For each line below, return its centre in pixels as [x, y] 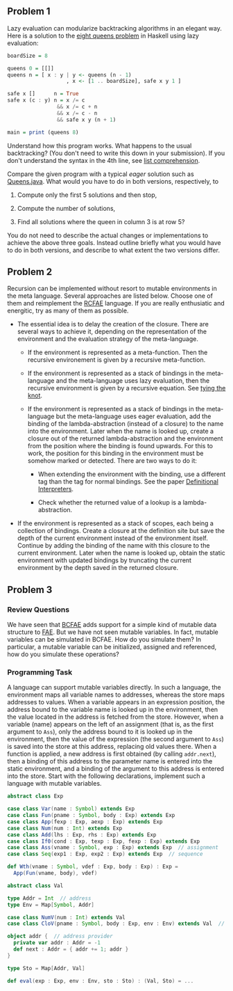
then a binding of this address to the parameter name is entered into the [110, 761]
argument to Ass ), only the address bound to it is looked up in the [100, 732]
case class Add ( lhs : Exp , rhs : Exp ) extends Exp [82, 834]
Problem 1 [29, 11]
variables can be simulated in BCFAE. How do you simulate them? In [104, 640]
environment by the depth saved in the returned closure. [98, 568]
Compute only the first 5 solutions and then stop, [87, 195]
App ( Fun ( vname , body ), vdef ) [55, 873]
